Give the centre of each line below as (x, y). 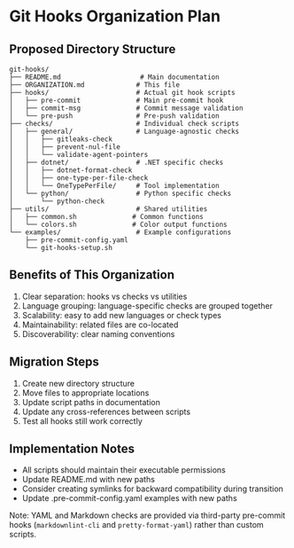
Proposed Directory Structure (93, 49)
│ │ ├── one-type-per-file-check (79, 178)
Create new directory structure (78, 383)
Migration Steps (54, 362)
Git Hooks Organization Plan (115, 16)
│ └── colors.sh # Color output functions (118, 224)
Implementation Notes (72, 449)
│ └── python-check (57, 201)
